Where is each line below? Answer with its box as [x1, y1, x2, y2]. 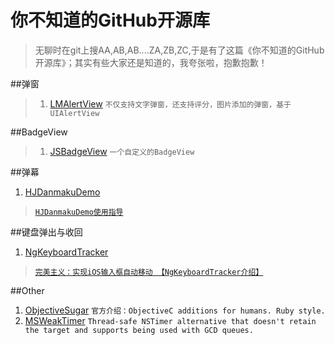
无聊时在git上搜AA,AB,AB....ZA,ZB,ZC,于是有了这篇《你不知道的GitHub [34, 44, 325, 56]
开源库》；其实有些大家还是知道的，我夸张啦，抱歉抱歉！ [34, 56, 268, 68]
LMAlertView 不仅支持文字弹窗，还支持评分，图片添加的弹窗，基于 [49, 97, 292, 110]
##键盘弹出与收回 [10, 226, 83, 238]
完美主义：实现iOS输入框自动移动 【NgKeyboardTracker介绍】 [34, 267, 264, 277]
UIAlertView [49, 108, 100, 118]
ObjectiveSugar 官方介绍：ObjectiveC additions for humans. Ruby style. [24, 304, 326, 316]
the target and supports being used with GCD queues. [24, 325, 254, 335]
